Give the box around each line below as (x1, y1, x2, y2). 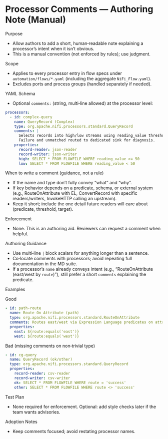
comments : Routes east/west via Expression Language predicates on (9, 320, 153, 325)
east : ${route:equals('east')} (14, 329, 79, 334)
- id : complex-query (9, 114, 52, 119)
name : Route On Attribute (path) (9, 311, 79, 316)
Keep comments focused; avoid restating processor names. (12, 428, 136, 434)
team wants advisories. (12, 409, 60, 415)
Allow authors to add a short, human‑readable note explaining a (12, 40, 143, 46)
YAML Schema (5, 90, 36, 96)
